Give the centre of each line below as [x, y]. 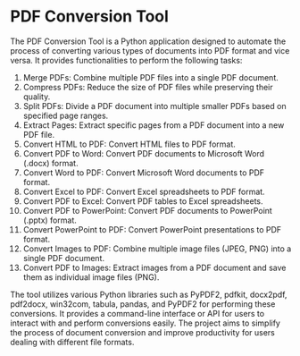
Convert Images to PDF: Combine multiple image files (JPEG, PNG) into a [157, 249]
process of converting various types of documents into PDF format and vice [150, 50]
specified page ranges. [66, 115]
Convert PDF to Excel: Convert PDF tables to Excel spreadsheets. [143, 201]
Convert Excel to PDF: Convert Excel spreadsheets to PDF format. [144, 191]
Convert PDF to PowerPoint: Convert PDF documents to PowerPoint [148, 210]
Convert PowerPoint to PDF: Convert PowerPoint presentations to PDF [152, 229]
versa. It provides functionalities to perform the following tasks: [126, 60]
